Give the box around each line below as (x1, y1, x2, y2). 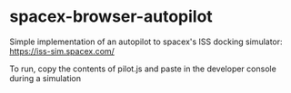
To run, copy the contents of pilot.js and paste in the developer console (9, 63, 277, 74)
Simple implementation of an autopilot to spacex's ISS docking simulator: (9, 36, 284, 47)
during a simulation (9, 72, 82, 83)
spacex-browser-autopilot (9, 6, 214, 27)
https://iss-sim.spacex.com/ (9, 45, 115, 56)
